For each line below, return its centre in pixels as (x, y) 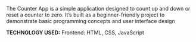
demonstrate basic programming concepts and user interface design (91, 21)
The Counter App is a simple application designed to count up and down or (98, 9)
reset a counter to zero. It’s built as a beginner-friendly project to (85, 15)
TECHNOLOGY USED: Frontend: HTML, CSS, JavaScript (75, 33)
